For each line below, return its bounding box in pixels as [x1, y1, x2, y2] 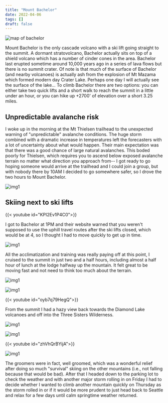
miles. [5, 98, 18, 104]
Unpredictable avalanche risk [5, 112, 99, 121]
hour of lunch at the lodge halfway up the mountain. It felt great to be [5, 262, 148, 268]
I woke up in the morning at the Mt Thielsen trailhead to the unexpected [5, 126, 153, 132]
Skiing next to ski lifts [5, 198, 74, 207]
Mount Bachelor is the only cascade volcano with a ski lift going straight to [5, 45, 159, 51]
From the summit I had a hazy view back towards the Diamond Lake [5, 306, 145, 312]
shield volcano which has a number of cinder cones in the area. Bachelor [5, 56, 156, 62]
